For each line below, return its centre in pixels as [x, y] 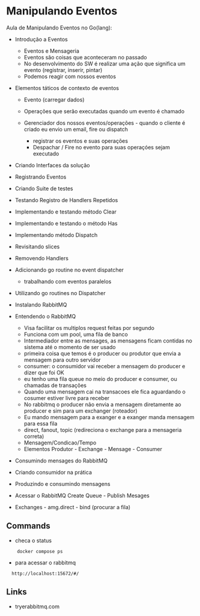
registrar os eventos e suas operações [80, 141]
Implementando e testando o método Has [66, 223]
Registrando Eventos [41, 177]
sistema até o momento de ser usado [70, 347]
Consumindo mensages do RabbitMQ [61, 461]
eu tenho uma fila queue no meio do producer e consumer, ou [100, 378]
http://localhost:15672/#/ [45, 573]
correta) [34, 436]
